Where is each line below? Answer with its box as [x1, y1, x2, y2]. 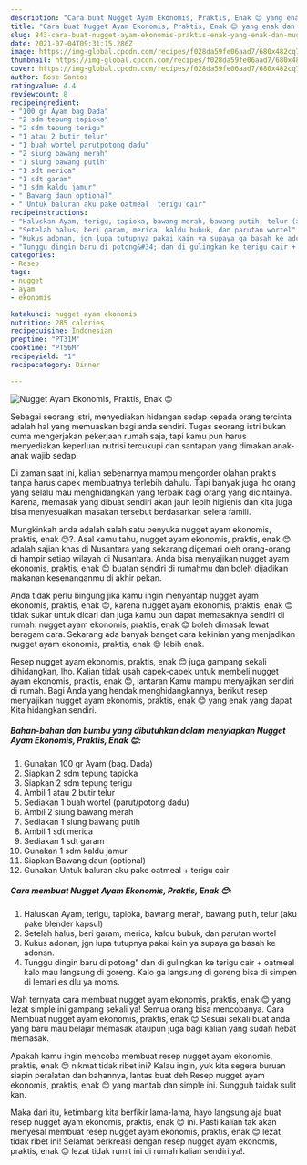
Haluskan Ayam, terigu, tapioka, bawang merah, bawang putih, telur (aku [23, 908, 297, 919]
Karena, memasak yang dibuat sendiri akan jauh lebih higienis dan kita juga [10, 496, 292, 507]
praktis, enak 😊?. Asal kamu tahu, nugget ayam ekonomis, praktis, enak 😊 [10, 533, 292, 544]
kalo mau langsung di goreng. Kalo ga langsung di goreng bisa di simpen [23, 966, 297, 977]
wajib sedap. [30, 449, 78, 460]
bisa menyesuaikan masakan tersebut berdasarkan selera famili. [10, 506, 251, 517]
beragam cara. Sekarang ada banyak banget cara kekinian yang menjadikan [10, 628, 296, 639]
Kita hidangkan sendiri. [10, 704, 97, 716]
